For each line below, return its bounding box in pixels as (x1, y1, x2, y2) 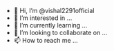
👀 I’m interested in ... (13, 14, 73, 22)
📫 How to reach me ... (13, 37, 78, 44)
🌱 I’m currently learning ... (13, 21, 88, 29)
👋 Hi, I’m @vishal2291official (13, 7, 95, 14)
